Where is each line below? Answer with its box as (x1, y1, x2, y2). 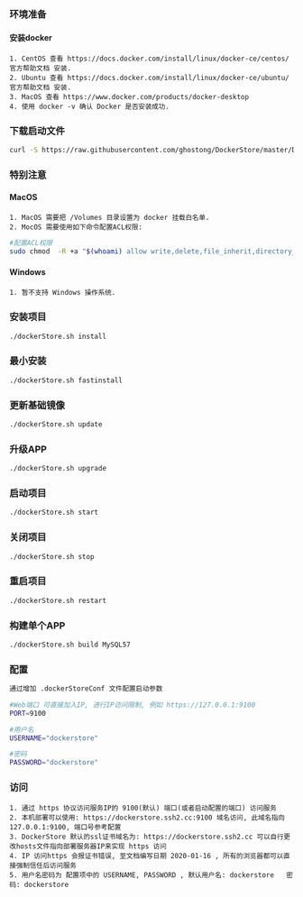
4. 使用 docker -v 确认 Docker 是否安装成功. (9, 102, 170, 112)
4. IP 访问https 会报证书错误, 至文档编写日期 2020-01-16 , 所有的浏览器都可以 (9, 852, 284, 861)
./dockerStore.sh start (9, 508, 99, 517)
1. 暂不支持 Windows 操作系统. (9, 288, 116, 297)
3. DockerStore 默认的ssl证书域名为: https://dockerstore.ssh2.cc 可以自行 (9, 832, 284, 842)
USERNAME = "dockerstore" (9, 733, 99, 743)
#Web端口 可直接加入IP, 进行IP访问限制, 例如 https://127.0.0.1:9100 (9, 700, 256, 709)
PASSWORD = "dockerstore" (9, 758, 99, 767)
